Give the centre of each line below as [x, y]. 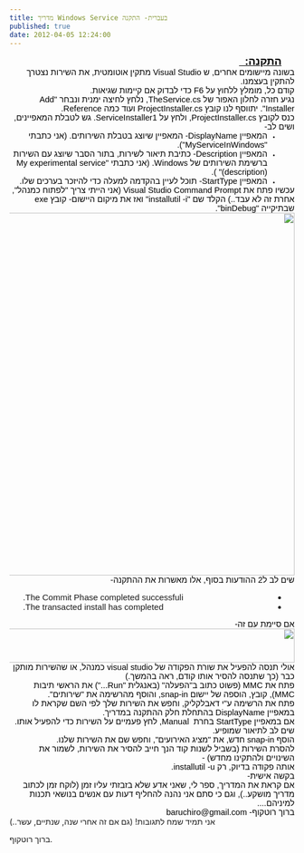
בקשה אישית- [271, 776]
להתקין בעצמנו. [267, 82]
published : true [40, 26]
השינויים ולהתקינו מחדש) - [248, 758]
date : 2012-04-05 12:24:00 [60, 34]
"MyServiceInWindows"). [222, 145]
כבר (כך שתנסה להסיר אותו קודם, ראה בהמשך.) [210, 677]
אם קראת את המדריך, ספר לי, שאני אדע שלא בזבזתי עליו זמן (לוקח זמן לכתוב [158, 785]
